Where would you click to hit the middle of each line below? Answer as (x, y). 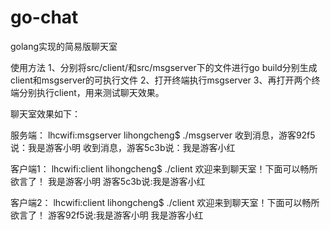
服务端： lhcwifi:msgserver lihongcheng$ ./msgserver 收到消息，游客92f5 (163, 135)
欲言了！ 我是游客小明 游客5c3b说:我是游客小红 (108, 181)
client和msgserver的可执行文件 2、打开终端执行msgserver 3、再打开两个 (161, 80)
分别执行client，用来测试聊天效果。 (91, 92)
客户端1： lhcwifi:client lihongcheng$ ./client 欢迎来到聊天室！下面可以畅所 (164, 168)
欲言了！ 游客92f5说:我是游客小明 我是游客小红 (107, 215)
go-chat (44, 17)
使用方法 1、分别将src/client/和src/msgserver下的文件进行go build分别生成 (164, 67)
